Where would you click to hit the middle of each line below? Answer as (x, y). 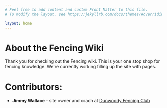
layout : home (19, 23)
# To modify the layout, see (35, 14)
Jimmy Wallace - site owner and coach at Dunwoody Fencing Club (81, 101)
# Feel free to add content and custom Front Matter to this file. (77, 10)
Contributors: (34, 87)
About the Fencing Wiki (55, 48)
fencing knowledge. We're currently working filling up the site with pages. (81, 67)
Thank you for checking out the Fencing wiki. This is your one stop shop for (83, 61)
